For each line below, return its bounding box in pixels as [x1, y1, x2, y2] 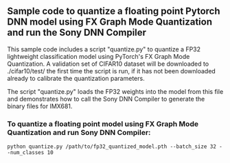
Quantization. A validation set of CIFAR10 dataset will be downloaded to [7, 60, 209, 68]
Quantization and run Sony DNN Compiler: [7, 127, 151, 137]
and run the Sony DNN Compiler [7, 27, 146, 38]
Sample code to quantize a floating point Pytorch [7, 5, 221, 17]
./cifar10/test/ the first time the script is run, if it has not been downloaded [7, 66, 216, 75]
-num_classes [7, 149, 45, 156]
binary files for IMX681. [7, 102, 73, 110]
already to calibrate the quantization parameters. [7, 74, 146, 82]
